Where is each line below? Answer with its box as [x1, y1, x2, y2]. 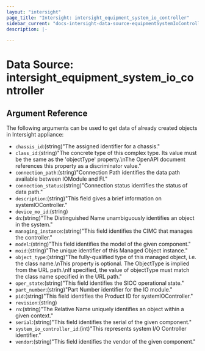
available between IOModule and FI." [15, 175, 108, 183]
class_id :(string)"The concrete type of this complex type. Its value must [15, 149, 197, 157]
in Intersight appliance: [6, 131, 64, 138]
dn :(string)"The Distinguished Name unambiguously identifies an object [15, 214, 195, 222]
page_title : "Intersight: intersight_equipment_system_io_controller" [6, 15, 190, 21]
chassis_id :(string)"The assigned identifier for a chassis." [15, 143, 160, 150]
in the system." [15, 221, 53, 228]
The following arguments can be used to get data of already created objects [6, 124, 198, 132]
